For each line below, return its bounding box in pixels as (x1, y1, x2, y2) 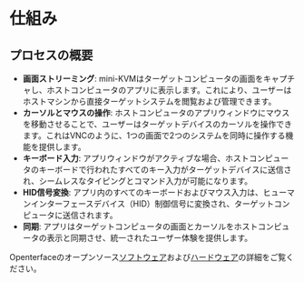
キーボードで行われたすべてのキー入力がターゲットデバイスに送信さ (38, 165, 292, 175)
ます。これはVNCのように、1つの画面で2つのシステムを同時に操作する (22, 130, 286, 141)
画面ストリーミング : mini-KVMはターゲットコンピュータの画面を (22, 74, 264, 84)
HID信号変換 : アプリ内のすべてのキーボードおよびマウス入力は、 (22, 187, 263, 197)
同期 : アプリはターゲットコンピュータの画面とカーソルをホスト (22, 221, 259, 232)
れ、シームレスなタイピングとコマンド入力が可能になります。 (22, 176, 253, 186)
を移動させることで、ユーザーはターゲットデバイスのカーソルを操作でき (22, 119, 293, 129)
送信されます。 (62, 210, 118, 220)
